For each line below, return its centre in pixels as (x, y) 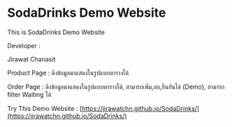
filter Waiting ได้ (29, 94)
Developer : (24, 45)
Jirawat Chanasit (31, 59)
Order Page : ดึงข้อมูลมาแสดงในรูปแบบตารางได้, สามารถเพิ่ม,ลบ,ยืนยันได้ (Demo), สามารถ (116, 87)
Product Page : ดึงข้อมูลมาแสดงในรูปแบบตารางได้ (68, 73)
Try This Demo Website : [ (45, 108)
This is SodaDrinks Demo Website (56, 32)
